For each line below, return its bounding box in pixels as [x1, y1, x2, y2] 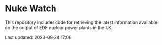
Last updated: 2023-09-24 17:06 [5, 34, 72, 40]
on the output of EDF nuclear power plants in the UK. [5, 24, 113, 30]
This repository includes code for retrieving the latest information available [5, 19, 158, 25]
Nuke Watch [5, 3, 57, 14]
